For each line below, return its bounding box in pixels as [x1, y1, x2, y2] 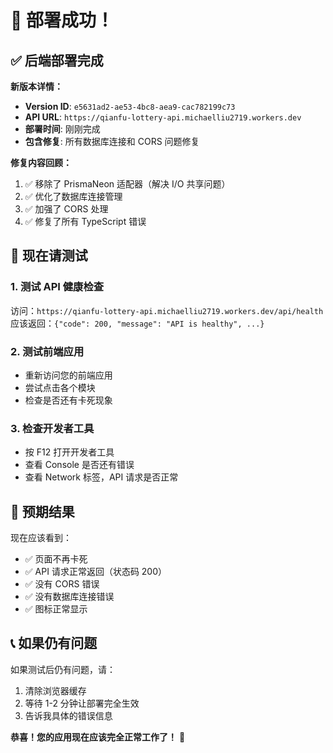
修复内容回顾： [10, 157, 72, 168]
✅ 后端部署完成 [10, 52, 104, 69]
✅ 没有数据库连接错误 [24, 591, 115, 603]
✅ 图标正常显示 [24, 603, 88, 615]
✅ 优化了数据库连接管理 [24, 191, 123, 202]
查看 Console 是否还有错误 [24, 459, 135, 471]
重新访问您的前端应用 [24, 369, 113, 381]
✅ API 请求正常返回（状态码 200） [24, 566, 168, 578]
